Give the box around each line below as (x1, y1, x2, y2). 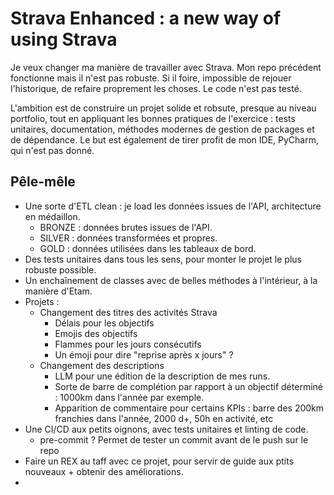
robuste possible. (24, 263, 97, 276)
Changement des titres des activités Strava (39, 306, 218, 318)
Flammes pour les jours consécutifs (54, 338, 202, 350)
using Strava (10, 28, 118, 51)
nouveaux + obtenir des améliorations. (24, 465, 184, 477)
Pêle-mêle (10, 173, 76, 191)
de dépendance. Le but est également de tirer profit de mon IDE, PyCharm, (10, 133, 319, 146)
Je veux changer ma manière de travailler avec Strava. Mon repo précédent (10, 61, 322, 73)
